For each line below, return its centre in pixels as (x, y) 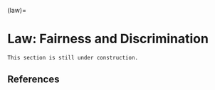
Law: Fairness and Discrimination (108, 39)
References (33, 80)
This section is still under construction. (73, 57)
